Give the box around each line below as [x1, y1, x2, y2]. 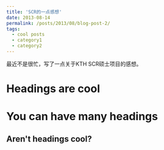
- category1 [12, 37, 43, 43]
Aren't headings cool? [6, 134, 93, 144]
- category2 [12, 43, 43, 49]
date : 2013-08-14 [6, 15, 51, 21]
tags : [6, 26, 20, 32]
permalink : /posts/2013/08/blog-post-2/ [6, 20, 111, 26]
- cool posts [12, 32, 45, 38]
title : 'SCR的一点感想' [6, 9, 62, 15]
